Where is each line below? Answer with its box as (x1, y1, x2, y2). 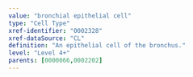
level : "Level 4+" (8, 49, 70, 57)
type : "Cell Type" (8, 19, 70, 27)
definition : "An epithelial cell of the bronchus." (8, 42, 186, 50)
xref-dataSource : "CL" (8, 34, 85, 43)
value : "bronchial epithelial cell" (8, 11, 132, 20)
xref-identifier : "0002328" (8, 26, 103, 34)
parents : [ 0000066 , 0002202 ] (8, 57, 103, 65)
